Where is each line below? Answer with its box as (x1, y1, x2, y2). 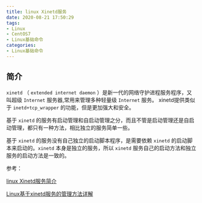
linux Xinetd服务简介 (6, 177, 57, 184)
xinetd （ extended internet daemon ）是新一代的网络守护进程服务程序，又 (6, 88, 192, 96)
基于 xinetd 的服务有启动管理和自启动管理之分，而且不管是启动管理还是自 (6, 117, 189, 124)
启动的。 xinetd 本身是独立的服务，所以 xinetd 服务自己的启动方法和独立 (16, 144, 197, 151)
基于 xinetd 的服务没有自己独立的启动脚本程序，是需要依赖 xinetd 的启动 (6, 136, 188, 144)
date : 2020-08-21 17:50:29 (6, 14, 74, 20)
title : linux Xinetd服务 (6, 8, 67, 15)
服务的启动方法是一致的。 (6, 151, 70, 159)
